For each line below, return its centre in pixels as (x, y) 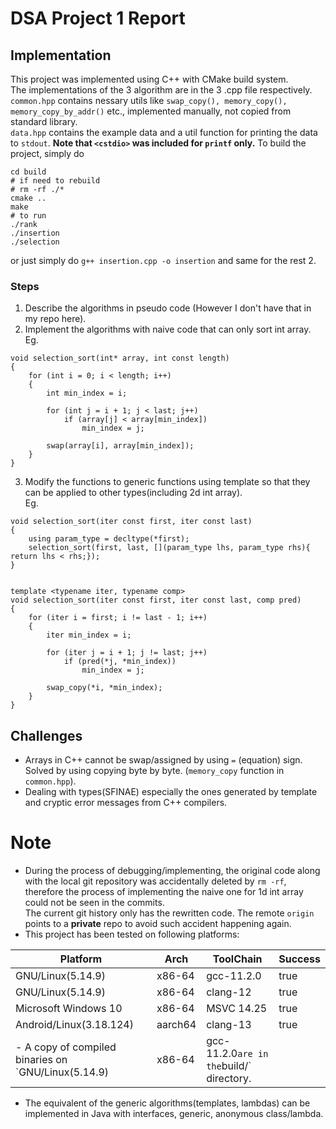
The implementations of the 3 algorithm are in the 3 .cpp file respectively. (161, 90)
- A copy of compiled (66, 1047)
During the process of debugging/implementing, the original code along (172, 871)
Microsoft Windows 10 (69, 1009)
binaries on (41, 1060)
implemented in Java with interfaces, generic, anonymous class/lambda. (174, 1114)
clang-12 (229, 992)
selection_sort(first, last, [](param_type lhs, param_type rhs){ (169, 548)
